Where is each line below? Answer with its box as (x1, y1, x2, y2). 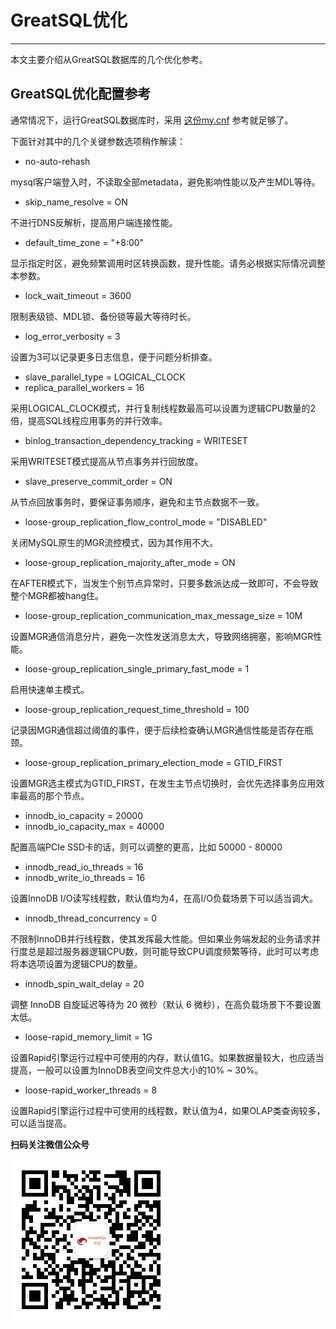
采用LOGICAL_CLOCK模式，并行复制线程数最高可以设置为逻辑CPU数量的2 (10, 402, 316, 414)
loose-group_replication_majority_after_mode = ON (24, 556, 236, 568)
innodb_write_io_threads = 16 (24, 871, 146, 883)
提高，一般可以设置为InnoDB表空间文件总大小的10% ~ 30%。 (10, 1064, 264, 1076)
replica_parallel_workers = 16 (24, 381, 145, 393)
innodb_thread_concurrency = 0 (24, 912, 158, 924)
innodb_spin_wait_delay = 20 (24, 977, 145, 990)
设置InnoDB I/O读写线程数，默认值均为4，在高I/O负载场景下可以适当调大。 (10, 892, 318, 904)
